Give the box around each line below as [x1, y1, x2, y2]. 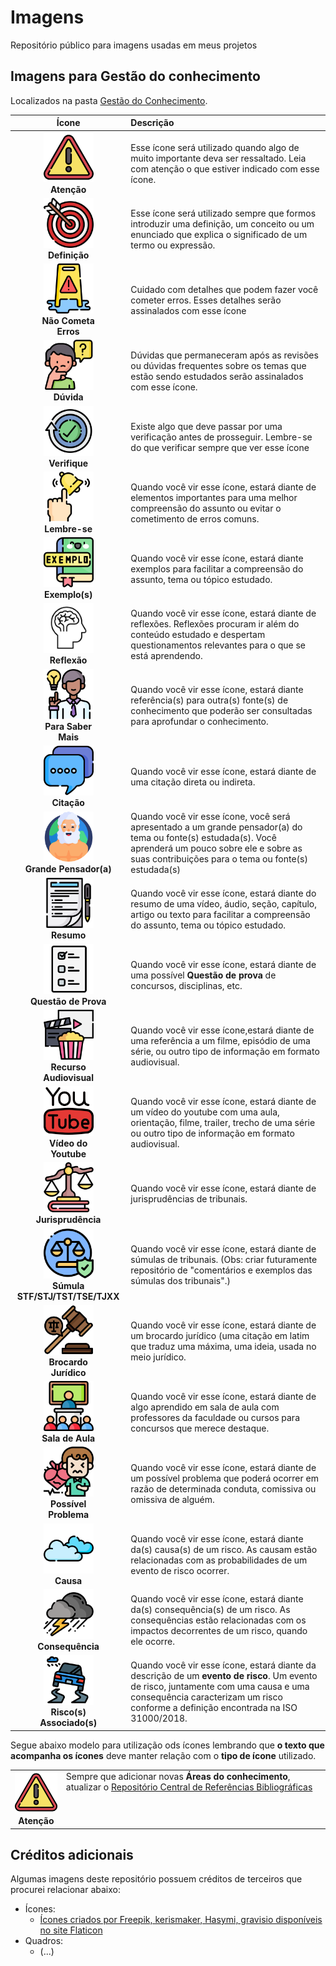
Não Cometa [41, 315, 95, 326]
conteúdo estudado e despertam [130, 628, 266, 640]
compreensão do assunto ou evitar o [130, 502, 282, 514]
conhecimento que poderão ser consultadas [130, 705, 313, 716]
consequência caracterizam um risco [130, 1691, 283, 1703]
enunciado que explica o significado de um [130, 228, 308, 240]
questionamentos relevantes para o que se [130, 639, 307, 651]
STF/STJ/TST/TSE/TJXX [16, 1290, 120, 1302]
